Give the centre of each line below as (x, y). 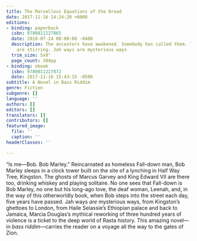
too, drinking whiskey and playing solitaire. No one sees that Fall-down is (94, 183)
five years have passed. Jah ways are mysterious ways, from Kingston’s (93, 201)
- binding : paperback (33, 28)
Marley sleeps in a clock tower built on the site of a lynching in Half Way (93, 170)
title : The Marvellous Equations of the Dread (64, 11)
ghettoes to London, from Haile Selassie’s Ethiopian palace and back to (92, 208)
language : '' (22, 99)
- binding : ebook (27, 66)
